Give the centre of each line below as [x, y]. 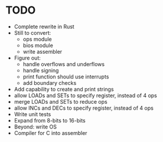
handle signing [41, 70]
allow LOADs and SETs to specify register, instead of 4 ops [86, 95]
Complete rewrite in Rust [44, 27]
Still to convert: [32, 32]
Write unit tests [32, 114]
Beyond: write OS [35, 127]
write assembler [43, 51]
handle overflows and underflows [63, 64]
